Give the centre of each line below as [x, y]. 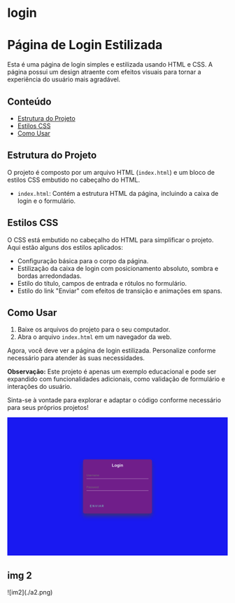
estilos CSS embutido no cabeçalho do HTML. [74, 180]
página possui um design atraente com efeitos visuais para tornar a [104, 72]
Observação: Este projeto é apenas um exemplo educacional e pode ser [112, 372]
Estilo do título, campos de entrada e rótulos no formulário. [102, 283]
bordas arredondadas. [49, 276]
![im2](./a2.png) [30, 592]
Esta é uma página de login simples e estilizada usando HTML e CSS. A [110, 65]
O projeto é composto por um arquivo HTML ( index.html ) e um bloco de [111, 172]
